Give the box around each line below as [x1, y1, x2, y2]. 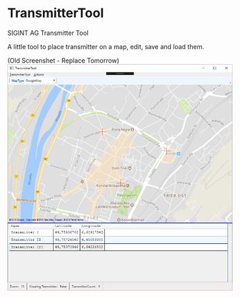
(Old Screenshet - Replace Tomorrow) [7, 56, 120, 65]
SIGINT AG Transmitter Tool [7, 29, 89, 37]
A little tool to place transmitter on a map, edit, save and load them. [7, 42, 205, 51]
